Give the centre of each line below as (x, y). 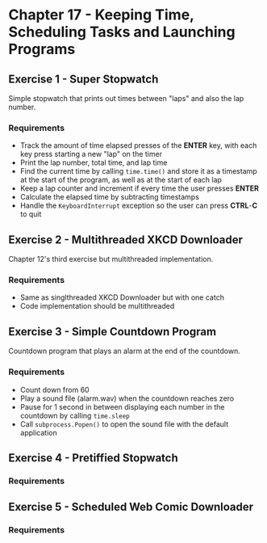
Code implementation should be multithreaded (97, 306)
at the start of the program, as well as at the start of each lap (121, 180)
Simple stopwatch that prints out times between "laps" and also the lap (126, 98)
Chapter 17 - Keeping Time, (101, 15)
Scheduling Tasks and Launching (122, 32)
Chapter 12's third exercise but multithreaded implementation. (111, 259)
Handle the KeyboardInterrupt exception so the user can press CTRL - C (139, 206)
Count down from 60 (55, 389)
